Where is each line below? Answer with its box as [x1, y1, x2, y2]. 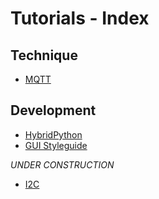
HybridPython [24, 128, 83, 141]
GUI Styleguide [24, 139, 88, 151]
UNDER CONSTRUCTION [10, 158, 115, 171]
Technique [10, 47, 78, 64]
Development [10, 102, 97, 119]
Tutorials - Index [10, 7, 150, 30]
